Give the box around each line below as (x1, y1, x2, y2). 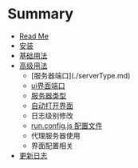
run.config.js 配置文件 (30, 121, 103, 130)
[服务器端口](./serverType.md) (30, 70, 131, 80)
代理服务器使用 (30, 130, 81, 140)
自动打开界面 (30, 101, 73, 110)
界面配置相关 (30, 141, 73, 150)
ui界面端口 (30, 81, 65, 90)
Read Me (18, 31, 49, 41)
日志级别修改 (30, 110, 73, 120)
